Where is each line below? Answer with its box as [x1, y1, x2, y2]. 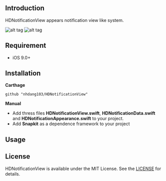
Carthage [5, 82, 25, 88]
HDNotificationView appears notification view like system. [5, 17, 124, 23]
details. [5, 171, 20, 177]
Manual [5, 101, 21, 107]
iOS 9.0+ [12, 54, 31, 60]
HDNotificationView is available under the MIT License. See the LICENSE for [5, 166, 161, 172]
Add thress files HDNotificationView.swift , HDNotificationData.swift [12, 110, 156, 116]
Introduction [5, 4, 45, 12]
